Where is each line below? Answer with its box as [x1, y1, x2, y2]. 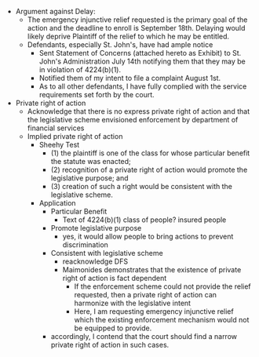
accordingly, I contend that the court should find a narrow [50, 332, 238, 341]
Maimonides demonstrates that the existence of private [62, 265, 242, 274]
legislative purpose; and [50, 173, 129, 183]
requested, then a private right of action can [74, 290, 217, 299]
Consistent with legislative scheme [50, 249, 163, 257]
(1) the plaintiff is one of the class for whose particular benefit [50, 148, 250, 158]
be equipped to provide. [74, 323, 152, 333]
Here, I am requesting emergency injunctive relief [74, 307, 234, 316]
